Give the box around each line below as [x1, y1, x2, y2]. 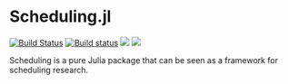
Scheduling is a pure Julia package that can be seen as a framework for [9, 54, 279, 65]
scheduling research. [9, 64, 89, 75]
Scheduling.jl [9, 6, 112, 27]
